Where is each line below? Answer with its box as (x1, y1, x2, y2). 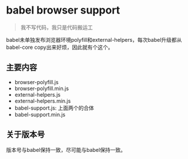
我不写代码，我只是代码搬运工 (20, 24, 93, 31)
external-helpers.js (14, 91, 61, 98)
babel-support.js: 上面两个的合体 (14, 104, 94, 111)
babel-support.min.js (14, 111, 66, 118)
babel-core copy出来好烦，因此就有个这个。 (6, 44, 113, 51)
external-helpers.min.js (14, 97, 71, 104)
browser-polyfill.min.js (14, 85, 69, 92)
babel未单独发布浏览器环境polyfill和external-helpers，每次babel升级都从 (6, 36, 182, 43)
